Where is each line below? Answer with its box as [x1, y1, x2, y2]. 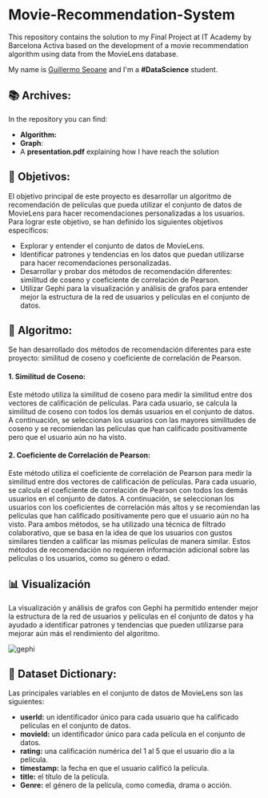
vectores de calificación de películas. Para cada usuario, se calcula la [8, 398, 238, 408]
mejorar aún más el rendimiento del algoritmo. [8, 628, 160, 638]
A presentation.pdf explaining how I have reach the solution [19, 147, 219, 156]
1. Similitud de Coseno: [8, 371, 86, 381]
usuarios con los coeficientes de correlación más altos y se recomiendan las [8, 502, 261, 512]
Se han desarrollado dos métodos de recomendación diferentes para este [8, 345, 252, 354]
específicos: [8, 225, 50, 235]
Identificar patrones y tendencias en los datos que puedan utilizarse [19, 249, 245, 259]
